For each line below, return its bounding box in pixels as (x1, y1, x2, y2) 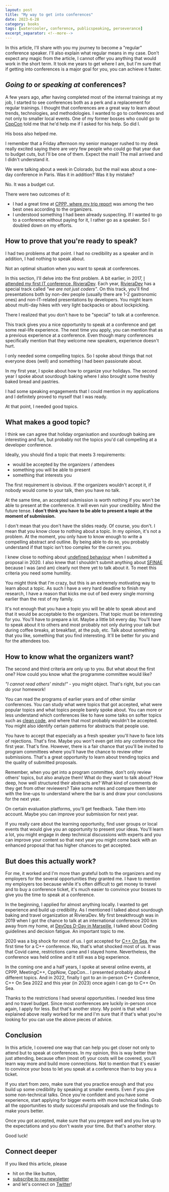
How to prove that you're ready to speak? (5, 237, 137, 245)
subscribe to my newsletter (12, 1175, 69, 1182)
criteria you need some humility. (5, 570, 72, 576)
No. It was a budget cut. (5, 181, 55, 187)
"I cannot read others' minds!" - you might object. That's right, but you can (5, 681, 161, 687)
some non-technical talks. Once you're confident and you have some (5, 1092, 148, 1098)
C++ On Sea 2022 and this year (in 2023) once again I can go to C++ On (5, 980, 156, 986)
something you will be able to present (12, 467, 91, 473)
